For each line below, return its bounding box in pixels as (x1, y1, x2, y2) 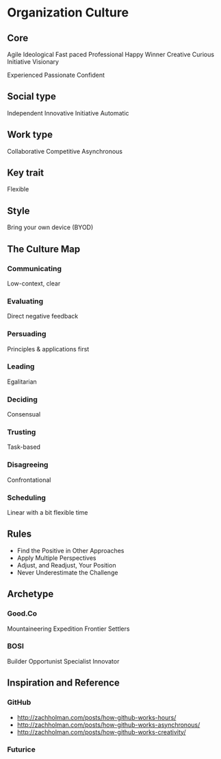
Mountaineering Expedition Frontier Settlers (7, 624, 130, 633)
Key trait (7, 167, 44, 179)
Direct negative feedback (7, 312, 79, 320)
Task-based (7, 443, 41, 451)
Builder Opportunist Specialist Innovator (7, 657, 120, 665)
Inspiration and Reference (7, 677, 120, 689)
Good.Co (7, 609, 38, 618)
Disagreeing (7, 460, 49, 469)
